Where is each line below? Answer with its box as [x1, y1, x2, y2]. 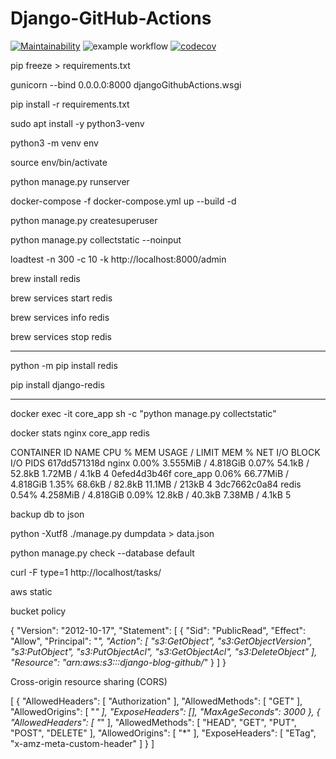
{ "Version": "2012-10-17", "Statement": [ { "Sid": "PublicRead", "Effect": [10, 624, 307, 636]
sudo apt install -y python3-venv [10, 117, 145, 129]
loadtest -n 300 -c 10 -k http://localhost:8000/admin [10, 253, 227, 265]
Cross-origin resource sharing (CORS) [10, 675, 168, 687]
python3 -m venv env [10, 137, 99, 149]
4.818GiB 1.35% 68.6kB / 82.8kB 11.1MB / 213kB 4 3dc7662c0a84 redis [10, 478, 302, 490]
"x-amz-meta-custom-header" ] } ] [10, 737, 155, 749]
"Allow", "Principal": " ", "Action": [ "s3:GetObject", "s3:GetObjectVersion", [10, 635, 313, 647]
